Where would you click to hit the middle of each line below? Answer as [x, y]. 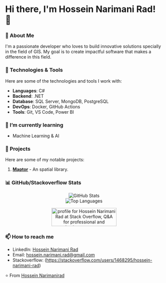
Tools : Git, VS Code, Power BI [43, 112]
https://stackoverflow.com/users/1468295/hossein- [99, 260]
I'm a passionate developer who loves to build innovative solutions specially [83, 47]
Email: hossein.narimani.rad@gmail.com [53, 254]
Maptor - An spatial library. [40, 169]
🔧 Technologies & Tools [34, 70]
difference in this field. [28, 57]
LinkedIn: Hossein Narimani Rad [45, 249]
